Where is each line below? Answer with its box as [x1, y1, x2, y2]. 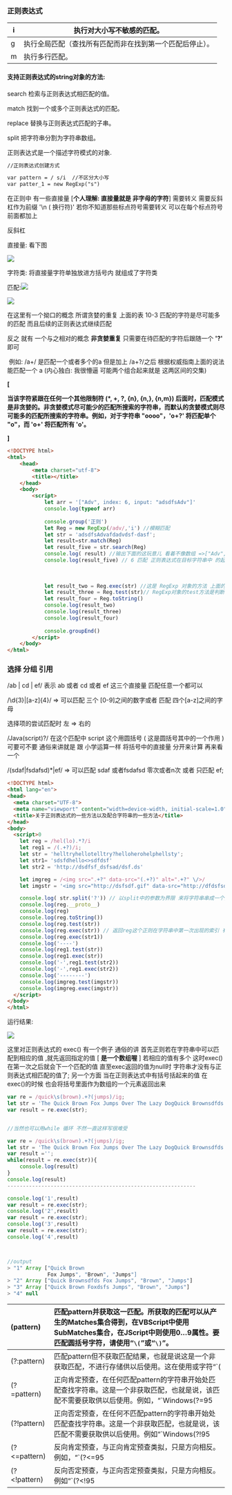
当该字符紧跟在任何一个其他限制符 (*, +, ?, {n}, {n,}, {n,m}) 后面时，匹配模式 [7, 394, 224, 402]
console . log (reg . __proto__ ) [19, 901, 100, 909]
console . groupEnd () [43, 627, 100, 634]
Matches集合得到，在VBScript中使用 [68, 1317, 190, 1327]
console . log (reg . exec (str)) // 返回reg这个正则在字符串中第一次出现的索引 [19, 927, 220, 934]
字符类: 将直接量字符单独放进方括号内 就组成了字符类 [7, 268, 157, 277]
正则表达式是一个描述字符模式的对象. [7, 148, 113, 156]
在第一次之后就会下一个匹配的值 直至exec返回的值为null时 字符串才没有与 [7, 1063, 216, 1071]
